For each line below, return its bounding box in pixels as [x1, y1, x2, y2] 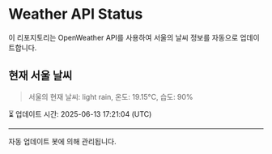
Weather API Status [8, 5, 143, 24]
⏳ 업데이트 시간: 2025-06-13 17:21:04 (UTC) [8, 109, 152, 118]
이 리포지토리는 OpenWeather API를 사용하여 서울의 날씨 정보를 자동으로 [8, 32, 239, 42]
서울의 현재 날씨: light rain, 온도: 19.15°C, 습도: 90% [28, 92, 193, 101]
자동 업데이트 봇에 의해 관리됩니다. [8, 136, 117, 146]
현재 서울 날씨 [8, 69, 73, 83]
